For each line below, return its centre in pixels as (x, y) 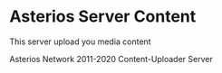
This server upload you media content (80, 41)
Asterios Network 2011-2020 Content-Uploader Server (111, 59)
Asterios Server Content (103, 17)
